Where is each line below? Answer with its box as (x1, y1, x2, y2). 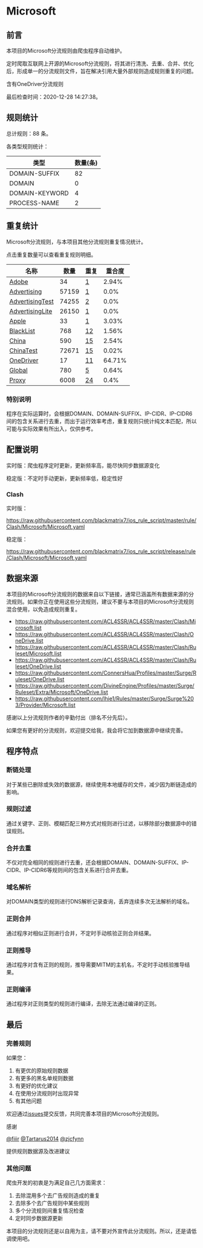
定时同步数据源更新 (14, 1215, 63, 1222)
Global (9, 366, 28, 374)
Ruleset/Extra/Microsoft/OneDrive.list (14, 688, 109, 696)
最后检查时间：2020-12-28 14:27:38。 (6, 93, 101, 101)
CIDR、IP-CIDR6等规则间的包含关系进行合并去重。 (6, 867, 132, 874)
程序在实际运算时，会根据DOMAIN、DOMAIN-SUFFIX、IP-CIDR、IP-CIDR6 (6, 410, 193, 417)
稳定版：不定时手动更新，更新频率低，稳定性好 (6, 474, 123, 482)
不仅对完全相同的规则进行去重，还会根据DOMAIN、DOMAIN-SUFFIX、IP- (6, 859, 189, 867)
